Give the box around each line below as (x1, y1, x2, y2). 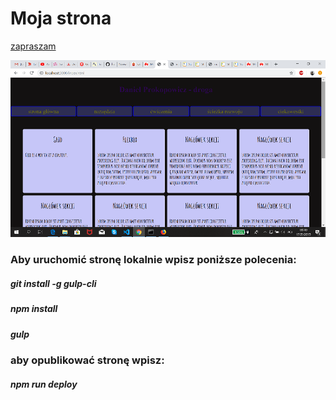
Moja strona (10, 7, 112, 30)
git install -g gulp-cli (10, 277, 97, 289)
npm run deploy (10, 378, 78, 390)
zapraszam (10, 40, 57, 52)
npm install (10, 303, 58, 315)
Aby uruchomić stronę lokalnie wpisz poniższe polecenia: (10, 253, 297, 267)
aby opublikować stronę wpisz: (10, 353, 165, 367)
